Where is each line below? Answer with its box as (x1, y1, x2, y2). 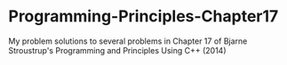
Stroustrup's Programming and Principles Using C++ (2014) (8, 45, 227, 55)
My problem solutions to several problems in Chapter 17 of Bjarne (8, 36, 248, 46)
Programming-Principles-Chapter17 (8, 6, 279, 27)
